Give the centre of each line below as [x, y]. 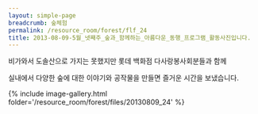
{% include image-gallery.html [58, 94]
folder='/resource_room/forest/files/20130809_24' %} [96, 102]
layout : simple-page [42, 15]
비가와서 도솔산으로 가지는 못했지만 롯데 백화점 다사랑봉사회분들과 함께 [117, 61]
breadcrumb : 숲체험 [38, 23]
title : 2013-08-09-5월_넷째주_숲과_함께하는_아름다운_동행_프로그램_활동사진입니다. [130, 38]
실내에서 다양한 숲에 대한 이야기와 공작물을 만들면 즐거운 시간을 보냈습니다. [124, 78]
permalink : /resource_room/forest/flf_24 [78, 30]
